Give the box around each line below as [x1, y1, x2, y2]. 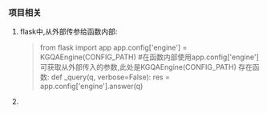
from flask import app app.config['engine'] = [39, 42, 188, 53]
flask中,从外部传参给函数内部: [19, 26, 118, 37]
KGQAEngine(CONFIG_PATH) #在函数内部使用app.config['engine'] [39, 52, 259, 62]
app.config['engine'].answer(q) [39, 82, 144, 91]
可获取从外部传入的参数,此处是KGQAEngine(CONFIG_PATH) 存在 [39, 63, 253, 72]
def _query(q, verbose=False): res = [51, 72, 171, 82]
